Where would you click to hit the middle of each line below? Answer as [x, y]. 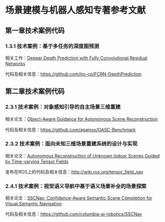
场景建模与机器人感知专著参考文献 [76, 10]
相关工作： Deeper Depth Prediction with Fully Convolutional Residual [76, 58]
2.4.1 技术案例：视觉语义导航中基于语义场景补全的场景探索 [76, 186]
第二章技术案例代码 [35, 91]
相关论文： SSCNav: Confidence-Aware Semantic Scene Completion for [79, 198]
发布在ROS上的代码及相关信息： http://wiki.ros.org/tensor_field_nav [74, 172]
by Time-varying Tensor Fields [37, 161]
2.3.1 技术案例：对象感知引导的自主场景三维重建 [63, 107]
